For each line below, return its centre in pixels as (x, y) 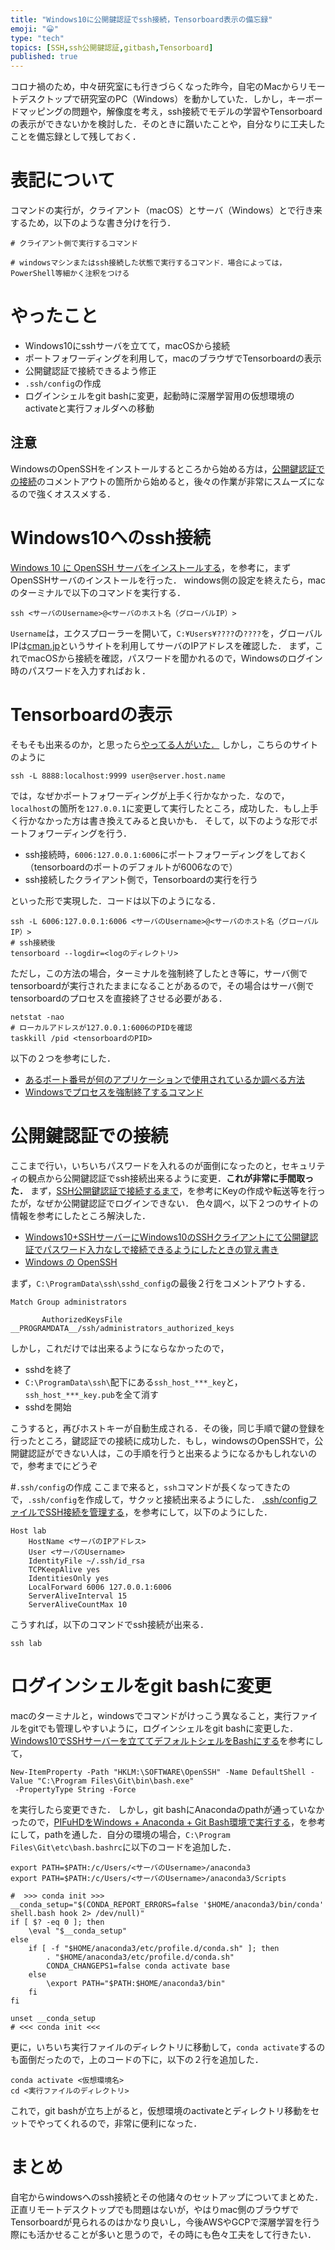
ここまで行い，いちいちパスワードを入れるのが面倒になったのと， (146, 1165)
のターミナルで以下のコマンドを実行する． (98, 592)
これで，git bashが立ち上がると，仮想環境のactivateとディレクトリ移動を (161, 2110)
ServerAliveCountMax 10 (78, 1604)
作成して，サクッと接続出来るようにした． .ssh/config (197, 1499)
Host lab (28, 1531)
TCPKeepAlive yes (64, 1569)
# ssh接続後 (33, 942)
